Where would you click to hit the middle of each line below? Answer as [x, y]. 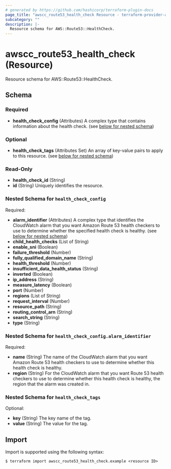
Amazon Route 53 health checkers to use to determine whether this [83, 362]
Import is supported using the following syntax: [55, 452]
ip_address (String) [33, 279]
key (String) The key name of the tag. [52, 418]
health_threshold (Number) [42, 263]
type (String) [26, 323]
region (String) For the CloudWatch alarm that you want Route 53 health [88, 373]
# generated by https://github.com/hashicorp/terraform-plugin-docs [79, 10]
